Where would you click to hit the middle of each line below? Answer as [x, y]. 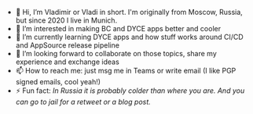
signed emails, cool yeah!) [58, 82]
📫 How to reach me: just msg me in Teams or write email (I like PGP [126, 71]
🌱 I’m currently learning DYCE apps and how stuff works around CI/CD [129, 37]
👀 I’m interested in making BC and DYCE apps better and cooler [118, 28]
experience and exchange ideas [67, 62]
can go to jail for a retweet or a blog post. [83, 102]
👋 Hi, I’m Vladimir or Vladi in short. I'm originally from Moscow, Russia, [129, 12]
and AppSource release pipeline [68, 45]
